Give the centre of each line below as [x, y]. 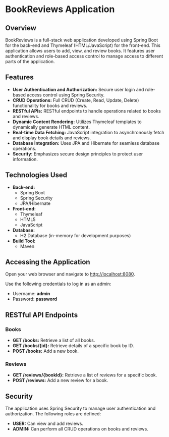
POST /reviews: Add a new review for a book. [60, 380]
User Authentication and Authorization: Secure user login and [78, 89]
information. [25, 159]
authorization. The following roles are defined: [53, 414]
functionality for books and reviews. [50, 105]
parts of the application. [30, 61]
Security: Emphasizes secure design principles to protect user [78, 154]
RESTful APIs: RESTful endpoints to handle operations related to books [87, 111]
